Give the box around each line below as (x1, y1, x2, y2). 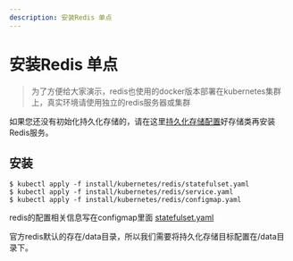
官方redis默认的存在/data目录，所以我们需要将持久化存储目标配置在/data (9, 232, 277, 242)
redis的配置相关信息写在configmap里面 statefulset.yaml (9, 212, 214, 223)
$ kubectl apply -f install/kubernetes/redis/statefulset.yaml (9, 180, 250, 189)
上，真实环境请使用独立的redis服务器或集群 (30, 97, 191, 107)
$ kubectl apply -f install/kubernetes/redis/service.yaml (9, 188, 234, 197)
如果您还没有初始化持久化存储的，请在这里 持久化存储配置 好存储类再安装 (9, 115, 275, 126)
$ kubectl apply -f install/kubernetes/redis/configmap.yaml (9, 196, 242, 205)
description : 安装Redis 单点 (9, 13, 113, 22)
